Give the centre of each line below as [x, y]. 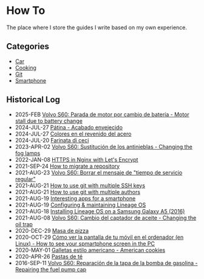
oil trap [24, 224]
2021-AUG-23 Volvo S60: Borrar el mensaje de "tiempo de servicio [99, 172]
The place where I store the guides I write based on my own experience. [97, 27]
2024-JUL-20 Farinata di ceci [52, 140]
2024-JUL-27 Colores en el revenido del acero [73, 134]
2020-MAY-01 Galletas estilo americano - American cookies [90, 250]
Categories [28, 46]
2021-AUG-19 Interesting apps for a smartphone [75, 198]
